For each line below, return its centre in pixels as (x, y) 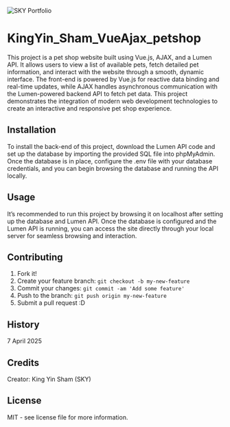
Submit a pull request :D (51, 303)
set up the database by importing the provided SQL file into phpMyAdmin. (111, 154)
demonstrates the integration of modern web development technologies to (113, 101)
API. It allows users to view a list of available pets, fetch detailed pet (103, 65)
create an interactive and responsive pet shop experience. (90, 108)
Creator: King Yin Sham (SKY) (49, 379)
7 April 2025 (25, 341)
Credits (23, 363)
